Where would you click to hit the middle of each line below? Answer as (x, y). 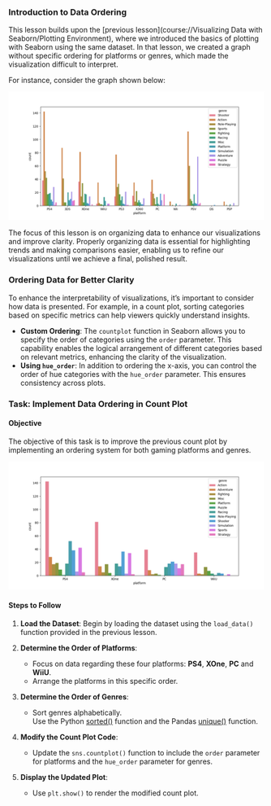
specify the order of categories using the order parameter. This (126, 339)
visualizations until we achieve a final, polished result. (98, 259)
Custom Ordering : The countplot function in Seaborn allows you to (133, 331)
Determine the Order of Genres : (74, 696)
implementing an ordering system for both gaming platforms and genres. (130, 449)
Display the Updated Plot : (64, 777)
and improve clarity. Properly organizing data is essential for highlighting (129, 242)
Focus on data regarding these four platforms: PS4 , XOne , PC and (143, 664)
